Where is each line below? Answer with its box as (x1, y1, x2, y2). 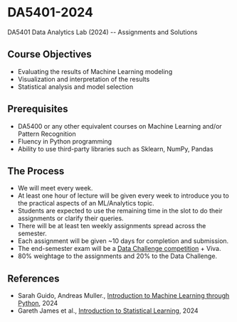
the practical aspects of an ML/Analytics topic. (17, 199, 154, 208)
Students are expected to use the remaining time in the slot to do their (17, 207, 223, 215)
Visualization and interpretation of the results (17, 75, 150, 83)
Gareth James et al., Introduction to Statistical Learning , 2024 (17, 306, 199, 315)
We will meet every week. (17, 184, 93, 193)
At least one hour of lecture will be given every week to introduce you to (17, 191, 229, 200)
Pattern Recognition (17, 129, 76, 138)
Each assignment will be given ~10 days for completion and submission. (17, 237, 229, 245)
